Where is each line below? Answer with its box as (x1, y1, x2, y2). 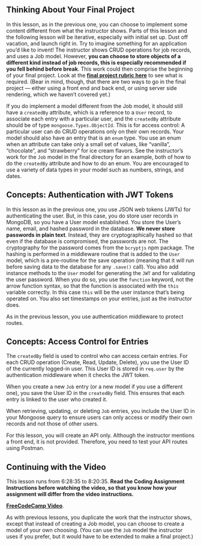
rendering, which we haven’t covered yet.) (6, 91, 111, 98)
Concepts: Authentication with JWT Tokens (6, 190, 174, 200)
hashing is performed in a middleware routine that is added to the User (6, 250, 180, 257)
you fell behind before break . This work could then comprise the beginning (6, 65, 193, 73)
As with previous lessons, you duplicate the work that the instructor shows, (6, 514, 192, 521)
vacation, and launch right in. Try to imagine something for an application (6, 40, 187, 47)
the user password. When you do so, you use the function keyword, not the (6, 276, 194, 283)
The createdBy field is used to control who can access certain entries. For (6, 352, 188, 360)
